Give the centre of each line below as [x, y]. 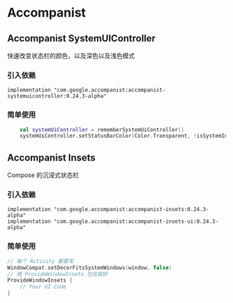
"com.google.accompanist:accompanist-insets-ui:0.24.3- [136, 222]
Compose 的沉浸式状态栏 [43, 175]
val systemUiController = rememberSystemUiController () [102, 129]
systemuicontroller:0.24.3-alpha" [57, 96]
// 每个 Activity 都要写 [41, 261]
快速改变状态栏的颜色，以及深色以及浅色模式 [71, 56]
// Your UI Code [43, 287]
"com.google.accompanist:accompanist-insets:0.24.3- [131, 210]
